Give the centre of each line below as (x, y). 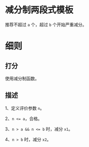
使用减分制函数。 (22, 78)
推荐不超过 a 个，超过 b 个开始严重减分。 (46, 24)
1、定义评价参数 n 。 (25, 108)
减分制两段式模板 (39, 10)
